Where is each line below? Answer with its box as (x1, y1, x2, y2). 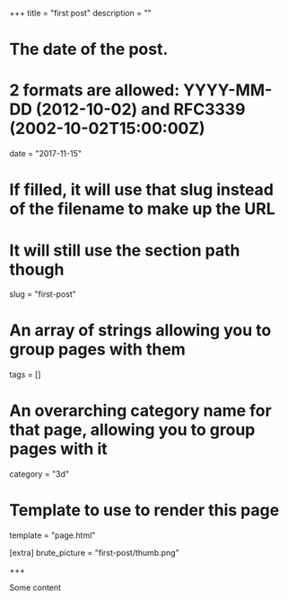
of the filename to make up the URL (9, 199, 275, 219)
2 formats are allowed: (9, 80, 180, 101)
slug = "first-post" (9, 289, 76, 300)
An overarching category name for (9, 400, 272, 421)
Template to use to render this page (9, 500, 280, 521)
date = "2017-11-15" (9, 148, 83, 159)
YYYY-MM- (182, 80, 273, 101)
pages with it (9, 439, 108, 460)
